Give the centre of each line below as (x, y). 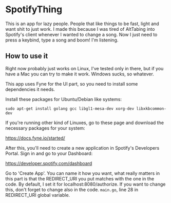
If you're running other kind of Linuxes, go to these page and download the (85, 123)
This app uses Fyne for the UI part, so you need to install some (72, 84)
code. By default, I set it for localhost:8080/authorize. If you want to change (85, 184)
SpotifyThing (34, 9)
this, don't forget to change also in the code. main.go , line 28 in (72, 189)
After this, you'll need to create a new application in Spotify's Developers (82, 148)
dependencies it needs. (30, 89)
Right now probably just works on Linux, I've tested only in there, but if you (84, 68)
